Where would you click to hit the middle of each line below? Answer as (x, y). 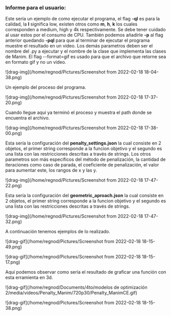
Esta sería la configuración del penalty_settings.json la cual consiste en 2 (83, 143)
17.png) (13, 262)
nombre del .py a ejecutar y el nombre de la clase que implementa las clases (86, 51)
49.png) (14, 247)
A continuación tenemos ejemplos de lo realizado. (58, 232)
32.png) (14, 222)
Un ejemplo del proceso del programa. (46, 87)
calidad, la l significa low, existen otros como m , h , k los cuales (71, 24)
